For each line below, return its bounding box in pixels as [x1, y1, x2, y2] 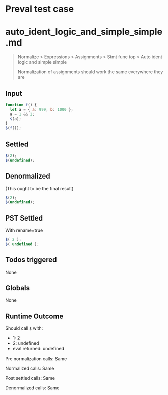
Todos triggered [5, 256, 57, 265]
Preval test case [5, 3, 74, 15]
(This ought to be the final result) [5, 185, 74, 191]
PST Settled [5, 213, 43, 223]
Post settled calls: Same [5, 375, 55, 381]
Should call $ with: [5, 325, 43, 331]
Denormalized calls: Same [5, 385, 60, 391]
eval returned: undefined [12, 346, 65, 352]
